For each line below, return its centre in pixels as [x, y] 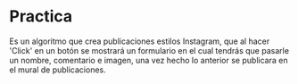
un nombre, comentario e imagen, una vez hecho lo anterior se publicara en [149, 60]
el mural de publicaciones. [58, 70]
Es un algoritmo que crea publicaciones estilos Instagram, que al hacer [140, 41]
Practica [41, 17]
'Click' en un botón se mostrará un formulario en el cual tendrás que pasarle [149, 50]
